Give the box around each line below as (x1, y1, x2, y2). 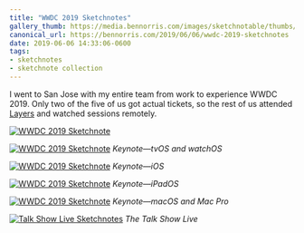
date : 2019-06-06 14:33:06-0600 (9, 38, 131, 48)
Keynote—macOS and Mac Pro (112, 196, 229, 207)
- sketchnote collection (9, 64, 103, 73)
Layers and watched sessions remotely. (9, 108, 157, 119)
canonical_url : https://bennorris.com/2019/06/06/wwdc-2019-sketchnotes (9, 30, 290, 39)
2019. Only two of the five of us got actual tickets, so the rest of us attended (9, 98, 293, 109)
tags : (9, 47, 30, 56)
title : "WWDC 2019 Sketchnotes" (9, 13, 131, 23)
